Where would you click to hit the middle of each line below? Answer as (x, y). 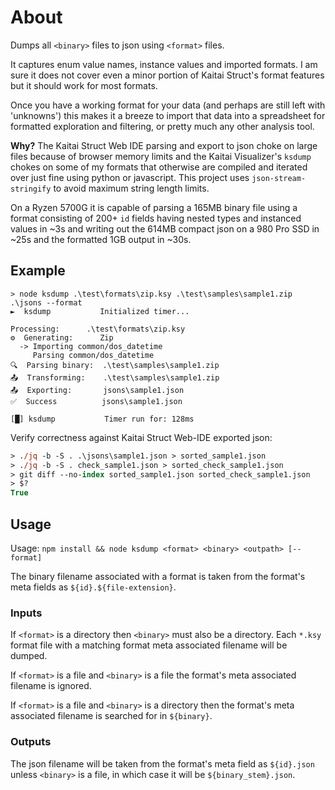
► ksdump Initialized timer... (100, 311)
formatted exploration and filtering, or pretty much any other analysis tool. (162, 126)
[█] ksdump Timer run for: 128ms (102, 419)
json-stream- (279, 178)
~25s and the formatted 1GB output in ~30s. (101, 239)
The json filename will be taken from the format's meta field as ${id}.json (162, 763)
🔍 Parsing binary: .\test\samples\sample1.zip (115, 365)
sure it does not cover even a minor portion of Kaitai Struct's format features (167, 75)
